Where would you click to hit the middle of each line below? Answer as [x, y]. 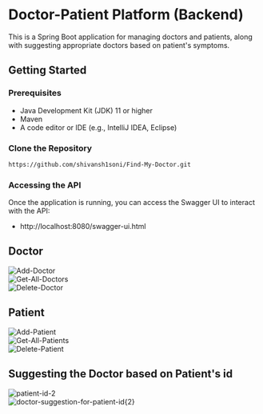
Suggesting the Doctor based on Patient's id [121, 374]
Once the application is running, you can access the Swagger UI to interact [132, 203]
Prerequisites [35, 93]
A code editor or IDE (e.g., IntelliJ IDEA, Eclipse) [98, 127]
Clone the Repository [50, 148]
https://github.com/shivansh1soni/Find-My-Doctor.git [100, 164]
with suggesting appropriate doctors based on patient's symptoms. [119, 45]
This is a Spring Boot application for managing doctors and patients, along [131, 37]
